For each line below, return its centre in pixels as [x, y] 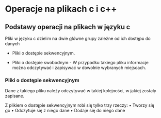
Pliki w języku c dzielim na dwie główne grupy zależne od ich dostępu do [78, 38]
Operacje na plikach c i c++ [61, 9]
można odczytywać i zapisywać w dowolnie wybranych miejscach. [79, 67]
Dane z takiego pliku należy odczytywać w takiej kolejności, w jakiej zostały [81, 91]
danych [13, 44]
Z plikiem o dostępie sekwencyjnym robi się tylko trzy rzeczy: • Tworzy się [80, 105]
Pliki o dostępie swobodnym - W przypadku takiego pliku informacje [80, 62]
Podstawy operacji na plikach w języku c [68, 27]
